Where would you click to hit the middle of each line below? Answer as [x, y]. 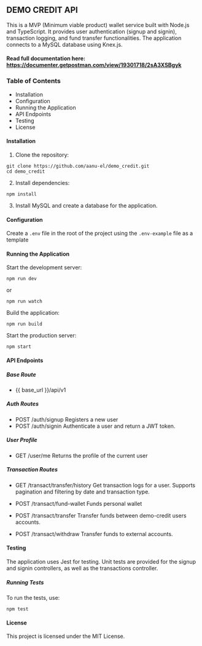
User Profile [22, 440]
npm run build [25, 324]
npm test [17, 609]
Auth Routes [22, 404]
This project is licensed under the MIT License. [66, 636]
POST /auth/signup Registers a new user [67, 419]
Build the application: [33, 313]
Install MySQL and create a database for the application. [86, 205]
